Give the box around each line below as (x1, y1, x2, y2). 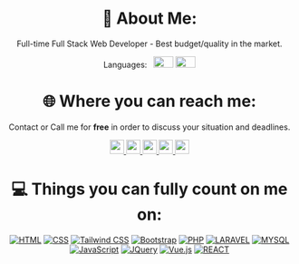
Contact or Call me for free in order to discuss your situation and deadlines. (8, 122, 291, 132)
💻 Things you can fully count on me (11, 179, 288, 200)
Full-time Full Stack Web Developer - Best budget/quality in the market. (16, 38, 283, 49)
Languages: (102, 59, 148, 70)
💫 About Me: (101, 8, 198, 29)
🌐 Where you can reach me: (42, 91, 257, 112)
